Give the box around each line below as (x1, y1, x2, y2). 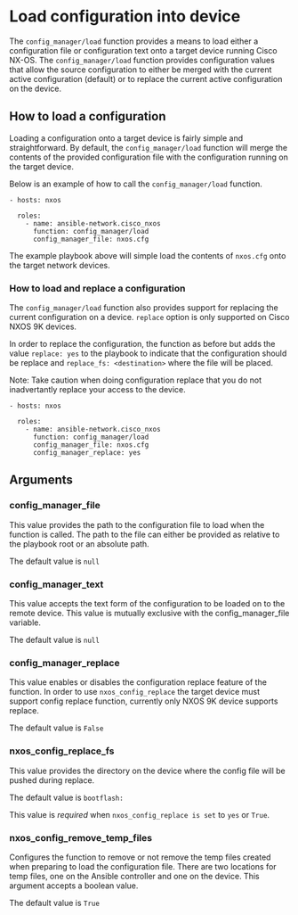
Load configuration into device (9, 6, 241, 27)
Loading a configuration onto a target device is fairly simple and (9, 132, 244, 144)
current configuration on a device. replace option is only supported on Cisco (9, 312, 290, 323)
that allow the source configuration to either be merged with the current (9, 64, 272, 75)
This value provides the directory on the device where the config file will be (9, 765, 286, 776)
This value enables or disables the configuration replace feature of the (9, 677, 267, 688)
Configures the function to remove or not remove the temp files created (9, 852, 271, 862)
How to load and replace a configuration (9, 282, 186, 294)
